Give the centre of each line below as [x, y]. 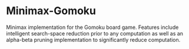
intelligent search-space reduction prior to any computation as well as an [95, 33]
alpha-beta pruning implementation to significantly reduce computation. [93, 40]
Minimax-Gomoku [51, 11]
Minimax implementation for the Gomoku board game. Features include [92, 27]
